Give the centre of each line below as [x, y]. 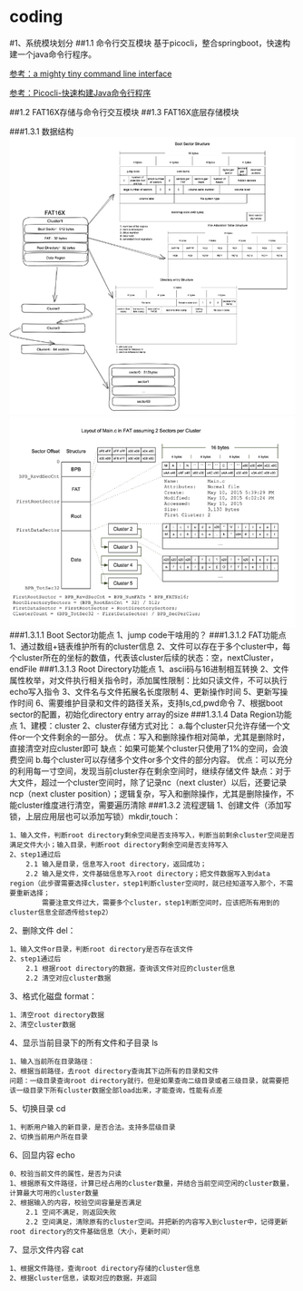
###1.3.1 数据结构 [42, 131]
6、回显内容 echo [42, 1155]
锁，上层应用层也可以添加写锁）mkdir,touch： [95, 816]
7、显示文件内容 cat [47, 1249]
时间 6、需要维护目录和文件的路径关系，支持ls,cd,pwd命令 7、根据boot [150, 703]
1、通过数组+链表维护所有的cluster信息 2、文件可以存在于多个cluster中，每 [150, 646]
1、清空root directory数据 [57, 1015]
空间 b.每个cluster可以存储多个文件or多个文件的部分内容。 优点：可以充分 [155, 759]
